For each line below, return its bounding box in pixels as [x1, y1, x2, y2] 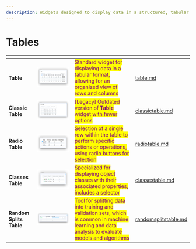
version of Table [74, 104, 114, 111]
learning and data [74, 222, 117, 229]
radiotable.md [135, 141, 169, 148]
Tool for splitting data [74, 197, 125, 204]
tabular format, [74, 71, 110, 79]
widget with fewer [74, 110, 118, 117]
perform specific [74, 137, 115, 144]
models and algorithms [74, 234, 129, 241]
